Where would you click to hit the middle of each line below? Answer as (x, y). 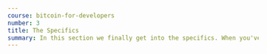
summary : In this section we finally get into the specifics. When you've (134, 38)
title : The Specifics (43, 30)
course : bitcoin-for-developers (61, 15)
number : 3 (24, 23)
